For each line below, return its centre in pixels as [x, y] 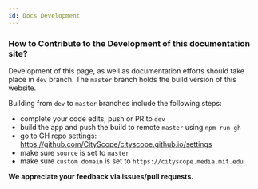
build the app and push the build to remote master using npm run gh [130, 127]
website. [22, 88]
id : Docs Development [44, 16]
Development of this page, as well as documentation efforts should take [127, 71]
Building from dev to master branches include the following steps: [115, 103]
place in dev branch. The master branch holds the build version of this [123, 79]
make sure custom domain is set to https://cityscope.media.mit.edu [131, 161]
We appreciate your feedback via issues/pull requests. [101, 176]
